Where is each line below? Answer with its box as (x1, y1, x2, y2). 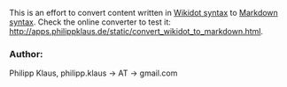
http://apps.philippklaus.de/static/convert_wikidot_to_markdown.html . (9, 26, 264, 36)
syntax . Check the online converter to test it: (9, 17, 171, 27)
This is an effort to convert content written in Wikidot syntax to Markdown (9, 8, 279, 18)
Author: (9, 47, 43, 60)
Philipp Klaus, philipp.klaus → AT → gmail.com (9, 68, 178, 78)
